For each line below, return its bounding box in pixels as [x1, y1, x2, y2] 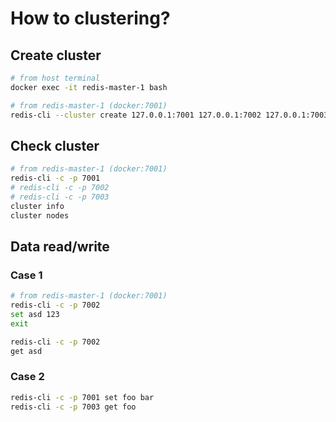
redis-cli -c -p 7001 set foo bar [10, 392, 155, 402]
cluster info [10, 201, 65, 211]
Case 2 [10, 370, 45, 384]
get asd [10, 346, 43, 356]
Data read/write [10, 238, 110, 255]
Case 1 [10, 268, 43, 282]
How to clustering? [10, 7, 171, 30]
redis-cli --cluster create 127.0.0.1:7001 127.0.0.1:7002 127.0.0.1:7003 [10, 110, 329, 120]
